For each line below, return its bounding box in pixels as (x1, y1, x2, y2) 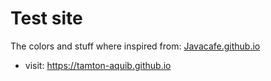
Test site (10, 7, 83, 30)
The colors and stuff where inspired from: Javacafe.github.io (10, 40, 261, 52)
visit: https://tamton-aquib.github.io (24, 59, 172, 71)
